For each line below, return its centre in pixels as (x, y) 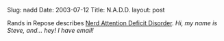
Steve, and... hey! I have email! (50, 30)
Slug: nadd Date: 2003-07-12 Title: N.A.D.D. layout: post (86, 10)
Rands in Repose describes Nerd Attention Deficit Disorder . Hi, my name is (112, 23)
